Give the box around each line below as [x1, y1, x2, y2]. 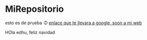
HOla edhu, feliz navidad [5, 29, 55, 35]
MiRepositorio [5, 3, 64, 15]
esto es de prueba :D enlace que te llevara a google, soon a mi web [5, 20, 142, 26]
